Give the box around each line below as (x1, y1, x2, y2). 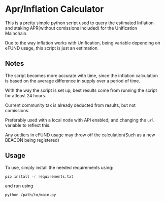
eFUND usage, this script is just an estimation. (5, 45, 99, 51)
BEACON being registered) (5, 137, 60, 143)
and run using (5, 183, 33, 189)
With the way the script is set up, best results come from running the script (5, 87, 157, 93)
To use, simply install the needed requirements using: (5, 164, 114, 170)
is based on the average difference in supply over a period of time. (5, 78, 140, 83)
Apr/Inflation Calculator (5, 3, 104, 15)
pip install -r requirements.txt (5, 174, 74, 179)
